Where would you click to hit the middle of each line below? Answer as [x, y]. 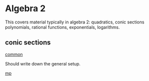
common [14, 54]
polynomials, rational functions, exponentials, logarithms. [63, 27]
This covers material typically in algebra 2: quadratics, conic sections [75, 22]
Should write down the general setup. [43, 63]
